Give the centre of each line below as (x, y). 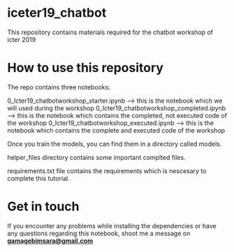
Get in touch (43, 207)
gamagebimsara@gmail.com (50, 240)
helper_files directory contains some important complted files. (97, 157)
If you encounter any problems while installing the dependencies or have (112, 225)
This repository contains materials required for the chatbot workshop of (110, 32)
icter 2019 (22, 39)
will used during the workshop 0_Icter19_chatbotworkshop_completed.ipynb (117, 108)
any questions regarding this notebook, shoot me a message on (99, 233)
